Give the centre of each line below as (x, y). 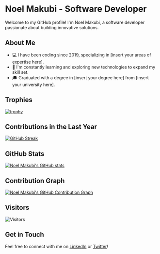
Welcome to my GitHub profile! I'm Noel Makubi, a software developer (75, 22)
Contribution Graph (35, 181)
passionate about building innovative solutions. (52, 27)
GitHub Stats (25, 154)
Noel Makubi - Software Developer (76, 9)
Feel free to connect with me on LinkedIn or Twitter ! (56, 246)
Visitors (17, 208)
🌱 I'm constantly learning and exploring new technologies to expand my (84, 67)
